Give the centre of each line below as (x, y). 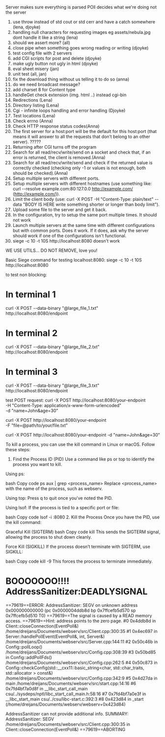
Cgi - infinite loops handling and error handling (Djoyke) (69, 110)
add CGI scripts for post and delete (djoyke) (57, 58)
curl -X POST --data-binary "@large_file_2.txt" (53, 347)
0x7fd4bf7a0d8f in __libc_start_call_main (47, 688)
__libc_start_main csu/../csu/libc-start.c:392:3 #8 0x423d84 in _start (75, 699)
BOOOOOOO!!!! (38, 581)
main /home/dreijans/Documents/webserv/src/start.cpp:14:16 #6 (71, 683)
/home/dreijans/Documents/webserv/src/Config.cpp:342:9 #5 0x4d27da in (82, 678)
